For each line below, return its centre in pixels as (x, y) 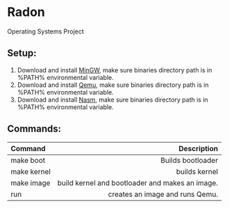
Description (198, 148)
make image (31, 183)
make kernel (31, 171)
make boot (28, 160)
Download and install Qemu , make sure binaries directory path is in (113, 85)
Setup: (22, 53)
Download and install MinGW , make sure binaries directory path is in (114, 70)
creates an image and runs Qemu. (163, 194)
